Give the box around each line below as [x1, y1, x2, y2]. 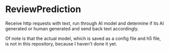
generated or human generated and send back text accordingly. [5, 25, 139, 31]
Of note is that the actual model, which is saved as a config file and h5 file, [5, 35, 161, 41]
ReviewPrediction [5, 4, 81, 15]
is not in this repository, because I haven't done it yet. [5, 40, 118, 46]
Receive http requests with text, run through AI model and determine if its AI [5, 20, 164, 26]
